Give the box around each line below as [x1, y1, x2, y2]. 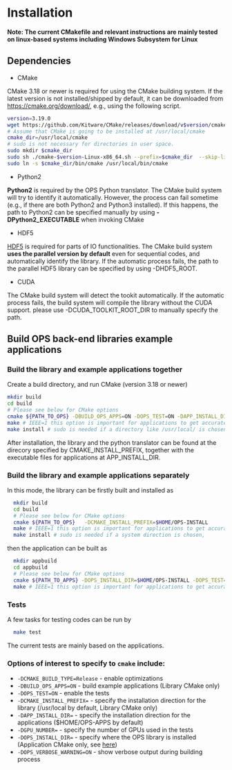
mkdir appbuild [13, 558, 57, 565]
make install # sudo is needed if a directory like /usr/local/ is [7, 425, 206, 433]
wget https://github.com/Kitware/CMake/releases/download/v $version [7, 121, 209, 129]
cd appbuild [13, 564, 48, 571]
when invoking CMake [81, 215, 144, 223]
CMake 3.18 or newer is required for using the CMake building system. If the [7, 86, 223, 95]
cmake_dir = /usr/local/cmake [7, 134, 88, 141]
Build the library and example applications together [7, 365, 183, 374]
